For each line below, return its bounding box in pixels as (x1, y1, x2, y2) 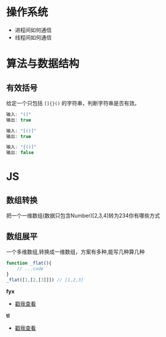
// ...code (17, 265, 44, 272)
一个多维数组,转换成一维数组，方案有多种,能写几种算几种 (6, 249, 145, 255)
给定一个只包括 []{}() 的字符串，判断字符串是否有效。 (6, 99, 140, 106)
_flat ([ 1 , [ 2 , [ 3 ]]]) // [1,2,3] (6, 277, 84, 283)
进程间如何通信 (14, 26, 52, 33)
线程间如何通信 (14, 33, 52, 41)
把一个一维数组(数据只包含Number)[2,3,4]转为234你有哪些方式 (6, 212, 161, 219)
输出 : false (6, 150, 34, 156)
